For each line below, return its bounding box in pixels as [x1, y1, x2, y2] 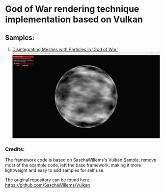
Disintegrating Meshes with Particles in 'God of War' [12, 47, 118, 52]
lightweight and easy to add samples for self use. [5, 167, 105, 173]
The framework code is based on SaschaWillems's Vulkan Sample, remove [5, 157, 157, 163]
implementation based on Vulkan [5, 14, 143, 25]
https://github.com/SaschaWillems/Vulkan [5, 182, 90, 188]
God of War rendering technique [5, 3, 139, 15]
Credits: [5, 146, 25, 153]
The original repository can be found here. [5, 177, 91, 183]
